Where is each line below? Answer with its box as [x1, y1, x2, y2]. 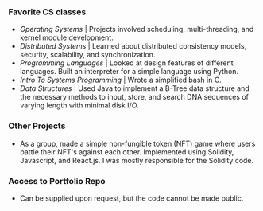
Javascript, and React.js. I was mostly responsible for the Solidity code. [19, 155, 254, 165]
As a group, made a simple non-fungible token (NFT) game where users [19, 139, 256, 148]
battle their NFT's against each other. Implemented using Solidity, [19, 147, 234, 157]
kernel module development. [19, 33, 114, 42]
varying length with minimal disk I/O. [19, 100, 139, 110]
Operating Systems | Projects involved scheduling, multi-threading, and [19, 25, 254, 34]
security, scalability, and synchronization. [19, 50, 156, 60]
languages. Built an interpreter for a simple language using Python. [19, 67, 239, 76]
